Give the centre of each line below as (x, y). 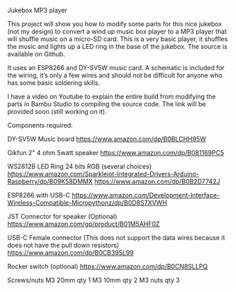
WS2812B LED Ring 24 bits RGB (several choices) (80, 166)
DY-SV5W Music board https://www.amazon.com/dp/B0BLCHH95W (107, 139)
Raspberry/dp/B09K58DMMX (50, 181)
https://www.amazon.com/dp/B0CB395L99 (71, 253)
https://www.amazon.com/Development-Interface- (146, 195)
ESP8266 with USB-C (39, 195)
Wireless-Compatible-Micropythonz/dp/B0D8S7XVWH (87, 202)
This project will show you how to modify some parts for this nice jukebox (115, 24)
